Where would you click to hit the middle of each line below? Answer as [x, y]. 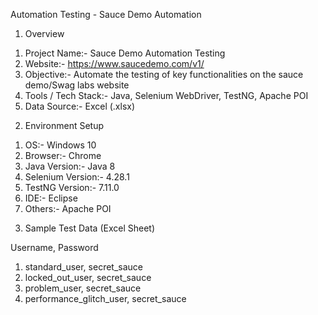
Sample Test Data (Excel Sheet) [90, 228]
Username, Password [54, 247]
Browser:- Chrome [63, 155]
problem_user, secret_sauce [83, 288]
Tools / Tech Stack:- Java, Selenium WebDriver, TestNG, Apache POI [166, 95]
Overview [44, 33]
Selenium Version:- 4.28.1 [77, 177]
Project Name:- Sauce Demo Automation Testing [125, 53]
